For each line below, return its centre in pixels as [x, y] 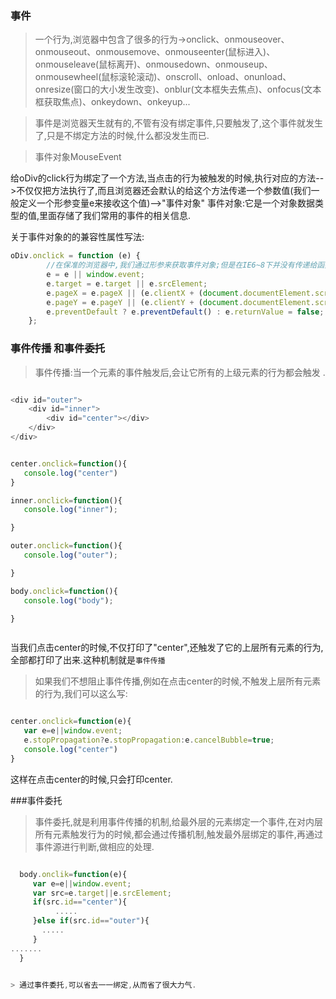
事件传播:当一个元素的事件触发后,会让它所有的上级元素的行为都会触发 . [180, 372]
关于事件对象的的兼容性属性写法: [77, 237]
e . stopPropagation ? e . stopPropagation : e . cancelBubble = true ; [149, 740]
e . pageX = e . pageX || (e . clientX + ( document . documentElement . [181, 293]
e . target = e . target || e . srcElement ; [127, 283]
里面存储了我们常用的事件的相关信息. [115, 216]
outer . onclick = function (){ [66, 546]
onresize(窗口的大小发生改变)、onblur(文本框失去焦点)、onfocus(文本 [178, 89]
